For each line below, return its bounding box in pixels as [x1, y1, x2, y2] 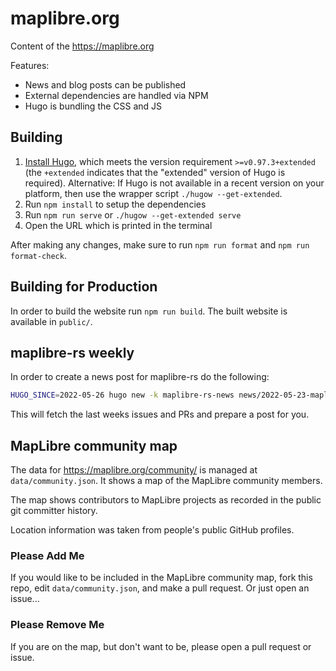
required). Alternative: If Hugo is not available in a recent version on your [24, 177, 325, 189]
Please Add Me [10, 548, 85, 562]
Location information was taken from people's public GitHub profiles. [10, 524, 295, 536]
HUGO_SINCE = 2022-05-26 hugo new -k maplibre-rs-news [10, 390, 235, 401]
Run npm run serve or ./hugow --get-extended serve [24, 208, 242, 221]
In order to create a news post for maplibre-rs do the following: [10, 371, 270, 383]
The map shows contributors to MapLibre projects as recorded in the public [10, 494, 322, 506]
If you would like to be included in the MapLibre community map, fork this [10, 572, 313, 584]
